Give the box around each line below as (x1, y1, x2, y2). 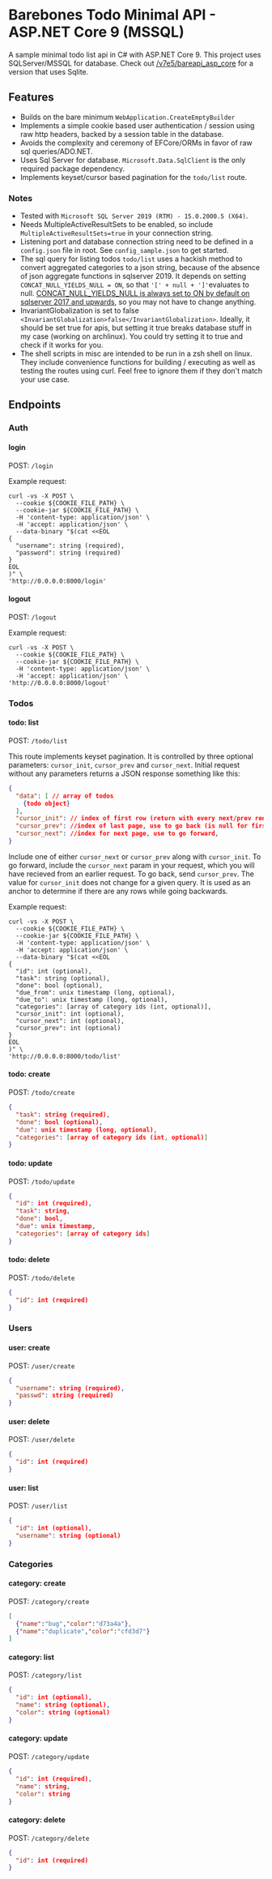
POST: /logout (8, 612, 57, 622)
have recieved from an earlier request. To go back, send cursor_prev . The (8, 869, 255, 879)
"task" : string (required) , (15, 1111, 111, 1119)
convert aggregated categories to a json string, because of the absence (19, 263, 261, 272)
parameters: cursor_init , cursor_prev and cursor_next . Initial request (8, 760, 240, 769)
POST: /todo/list (8, 735, 68, 745)
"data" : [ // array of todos (15, 792, 114, 800)
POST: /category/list (8, 1670, 83, 1680)
